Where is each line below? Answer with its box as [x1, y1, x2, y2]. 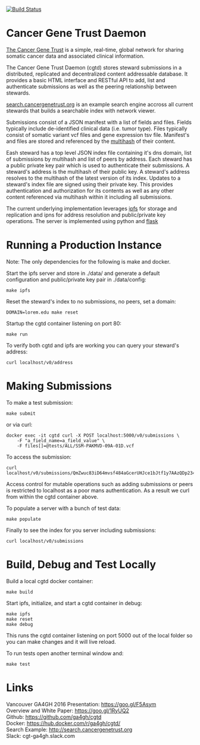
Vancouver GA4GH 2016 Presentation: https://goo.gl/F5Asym [6, 700, 157, 708]
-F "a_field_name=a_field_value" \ [17, 437, 105, 443]
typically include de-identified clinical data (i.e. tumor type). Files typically [6, 125, 187, 132]
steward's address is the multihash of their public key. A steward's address [6, 168, 190, 175]
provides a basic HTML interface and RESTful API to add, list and [6, 76, 165, 83]
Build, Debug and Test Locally [6, 558, 157, 571]
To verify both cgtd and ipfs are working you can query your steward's [6, 342, 180, 349]
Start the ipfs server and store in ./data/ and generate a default [6, 270, 160, 277]
